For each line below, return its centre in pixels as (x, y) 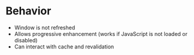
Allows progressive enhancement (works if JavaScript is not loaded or (101, 33)
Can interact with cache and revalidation (64, 47)
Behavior (28, 11)
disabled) (26, 40)
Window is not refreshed (45, 27)
